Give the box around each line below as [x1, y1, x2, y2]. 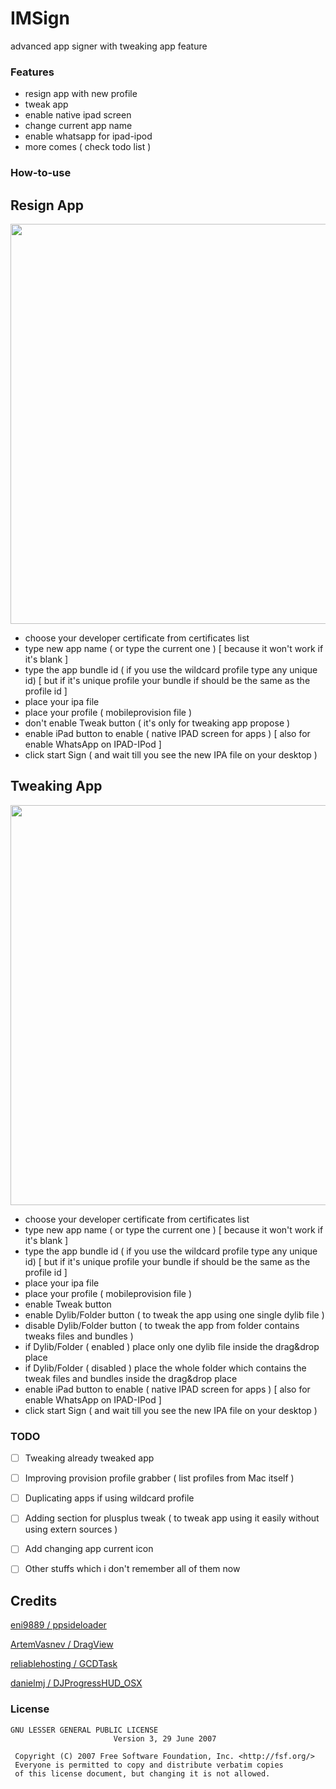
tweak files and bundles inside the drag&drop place [24, 1372, 238, 1384]
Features [10, 65, 55, 79]
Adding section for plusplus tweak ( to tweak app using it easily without [24, 1512, 320, 1524]
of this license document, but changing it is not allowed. [14, 1768, 271, 1779]
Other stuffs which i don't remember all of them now [24, 1563, 241, 1575]
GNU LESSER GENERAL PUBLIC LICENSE [10, 1725, 159, 1735]
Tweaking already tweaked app [24, 1452, 155, 1464]
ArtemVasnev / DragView [10, 1638, 114, 1651]
